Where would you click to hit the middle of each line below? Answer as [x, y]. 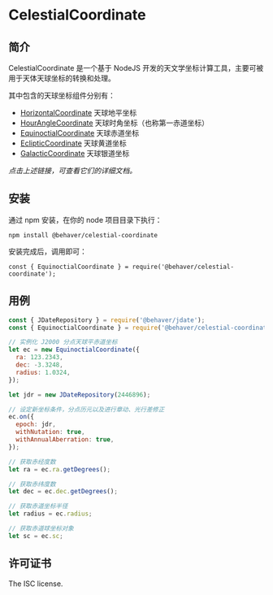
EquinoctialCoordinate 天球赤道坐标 [80, 133]
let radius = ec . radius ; [50, 514]
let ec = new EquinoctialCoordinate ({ [74, 350]
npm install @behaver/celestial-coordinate [83, 235]
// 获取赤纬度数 [32, 484]
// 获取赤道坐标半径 [38, 506]
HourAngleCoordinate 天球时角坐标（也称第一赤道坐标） [115, 123]
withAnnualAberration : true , [65, 440]
